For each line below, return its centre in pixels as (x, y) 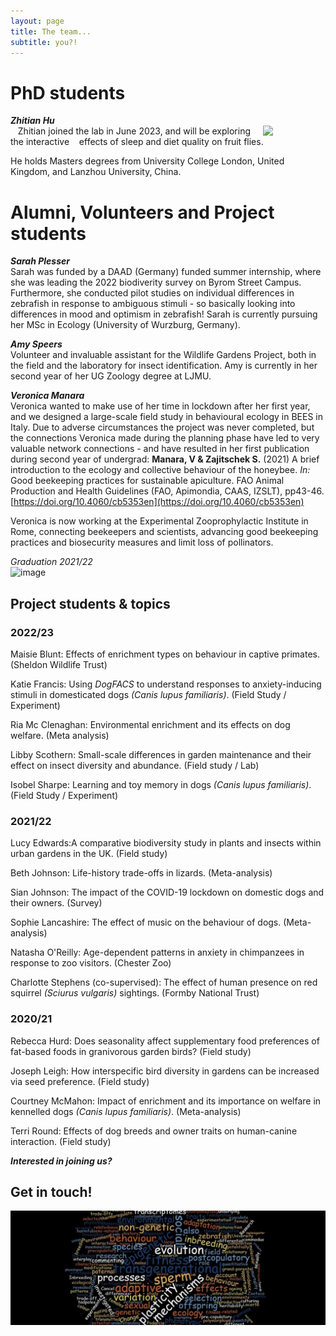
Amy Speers (36, 344)
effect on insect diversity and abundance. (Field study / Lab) (135, 765)
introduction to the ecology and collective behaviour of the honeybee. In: (160, 470)
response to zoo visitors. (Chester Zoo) (91, 963)
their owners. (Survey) (56, 903)
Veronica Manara (47, 396)
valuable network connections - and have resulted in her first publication (160, 449)
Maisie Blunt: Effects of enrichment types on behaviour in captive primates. (165, 654)
